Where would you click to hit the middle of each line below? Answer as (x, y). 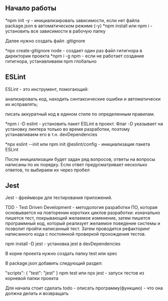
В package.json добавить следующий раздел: (54, 263)
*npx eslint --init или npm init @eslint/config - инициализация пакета (78, 144)
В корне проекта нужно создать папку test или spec (61, 254)
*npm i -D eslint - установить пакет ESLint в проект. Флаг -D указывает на (84, 124)
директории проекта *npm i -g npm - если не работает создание (75, 56)
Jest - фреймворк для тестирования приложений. (59, 197)
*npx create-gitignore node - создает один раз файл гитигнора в (74, 50)
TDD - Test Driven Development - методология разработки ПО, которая (81, 208)
